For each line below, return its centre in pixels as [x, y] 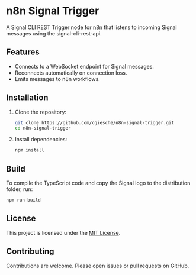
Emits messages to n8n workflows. [57, 79]
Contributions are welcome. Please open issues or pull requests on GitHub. [98, 266]
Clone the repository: [41, 112]
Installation [27, 98]
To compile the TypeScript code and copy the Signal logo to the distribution [98, 183]
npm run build [24, 200]
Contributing [30, 252]
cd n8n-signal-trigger [43, 128]
